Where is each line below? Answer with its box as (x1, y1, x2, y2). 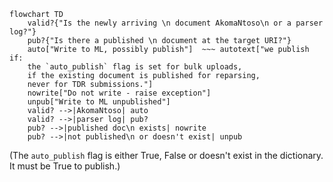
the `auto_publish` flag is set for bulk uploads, (27, 62, 243, 72)
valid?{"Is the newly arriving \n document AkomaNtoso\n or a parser (27, 18, 324, 28)
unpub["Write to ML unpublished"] (27, 97, 171, 107)
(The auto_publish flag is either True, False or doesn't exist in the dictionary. (9, 150, 324, 161)
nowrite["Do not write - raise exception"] (27, 88, 212, 98)
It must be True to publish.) (9, 160, 121, 172)
